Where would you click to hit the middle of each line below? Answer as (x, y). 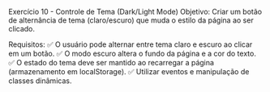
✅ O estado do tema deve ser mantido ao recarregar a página (111, 63)
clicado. (21, 29)
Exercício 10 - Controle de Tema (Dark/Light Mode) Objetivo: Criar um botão (135, 12)
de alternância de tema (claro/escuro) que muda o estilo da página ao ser (131, 20)
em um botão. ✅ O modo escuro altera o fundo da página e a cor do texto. (133, 53)
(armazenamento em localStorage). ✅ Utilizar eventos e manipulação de (129, 71)
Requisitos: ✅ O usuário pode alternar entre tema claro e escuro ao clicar (131, 44)
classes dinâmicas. (40, 81)
